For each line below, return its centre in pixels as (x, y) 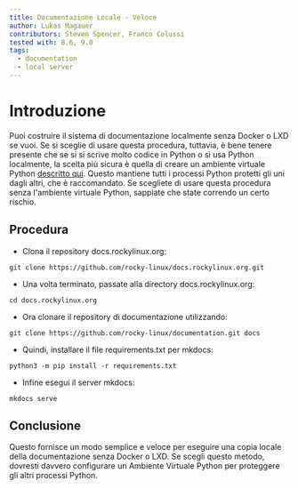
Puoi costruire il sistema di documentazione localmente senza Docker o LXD (149, 135)
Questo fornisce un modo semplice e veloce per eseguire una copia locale (145, 447)
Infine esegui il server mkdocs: (78, 382)
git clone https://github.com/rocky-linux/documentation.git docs (135, 333)
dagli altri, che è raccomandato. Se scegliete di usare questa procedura (140, 182)
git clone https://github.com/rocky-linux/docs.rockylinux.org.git (137, 268)
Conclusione (45, 426)
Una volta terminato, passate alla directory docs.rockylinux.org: (138, 284)
